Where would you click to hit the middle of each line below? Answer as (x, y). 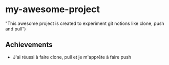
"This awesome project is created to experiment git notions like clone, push (85, 23)
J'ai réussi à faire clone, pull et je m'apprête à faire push (72, 57)
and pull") (16, 28)
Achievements (29, 45)
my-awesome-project (52, 9)
